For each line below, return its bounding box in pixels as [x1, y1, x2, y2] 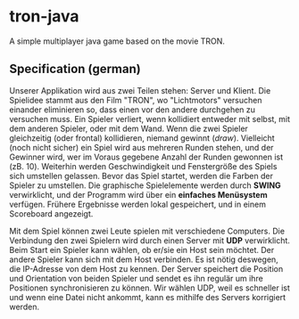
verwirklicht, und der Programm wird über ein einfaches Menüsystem [9, 189, 268, 200]
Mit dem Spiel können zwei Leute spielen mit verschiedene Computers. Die [9, 225, 286, 236]
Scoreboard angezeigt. [9, 208, 94, 219]
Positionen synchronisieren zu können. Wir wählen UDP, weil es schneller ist [9, 282, 290, 293]
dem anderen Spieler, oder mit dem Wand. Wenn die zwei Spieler [9, 123, 248, 134]
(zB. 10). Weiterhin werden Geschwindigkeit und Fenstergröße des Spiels [9, 160, 278, 171]
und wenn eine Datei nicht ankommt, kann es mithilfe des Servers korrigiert [9, 291, 287, 302]
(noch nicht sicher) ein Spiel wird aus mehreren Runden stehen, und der [9, 142, 274, 152]
